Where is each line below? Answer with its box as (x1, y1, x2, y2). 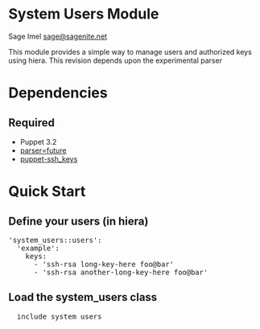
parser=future (19, 146, 67, 155)
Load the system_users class (8, 290, 158, 304)
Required (8, 116, 55, 130)
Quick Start (8, 183, 86, 201)
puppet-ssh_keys (19, 154, 78, 163)
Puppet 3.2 (19, 137, 57, 146)
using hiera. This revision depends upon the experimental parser (8, 56, 223, 65)
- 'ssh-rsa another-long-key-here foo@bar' (33, 267, 208, 277)
